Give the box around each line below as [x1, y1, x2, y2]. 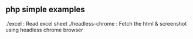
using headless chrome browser [5, 26, 83, 33]
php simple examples [5, 5, 86, 15]
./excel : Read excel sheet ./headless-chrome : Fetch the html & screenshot [5, 20, 187, 27]
